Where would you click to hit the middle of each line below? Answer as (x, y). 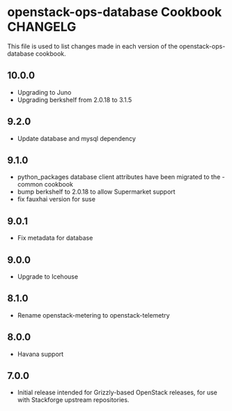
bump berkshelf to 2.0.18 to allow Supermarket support (96, 192)
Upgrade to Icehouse (48, 277)
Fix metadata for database (55, 238)
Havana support (40, 354)
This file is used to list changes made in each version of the (92, 46)
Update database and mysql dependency (76, 138)
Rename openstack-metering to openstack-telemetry (93, 315)
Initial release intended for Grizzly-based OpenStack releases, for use (117, 393)
